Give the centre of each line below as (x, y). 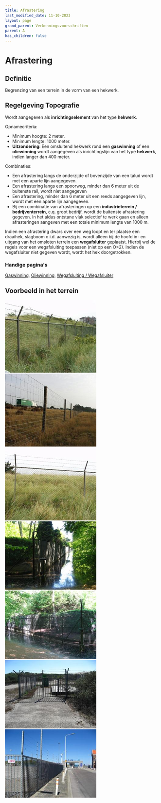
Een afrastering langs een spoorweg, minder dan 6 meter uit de (76, 186)
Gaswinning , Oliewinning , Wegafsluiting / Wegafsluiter (59, 275)
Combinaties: (18, 166)
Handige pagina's (26, 265)
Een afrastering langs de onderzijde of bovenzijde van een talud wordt (82, 176)
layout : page (18, 20)
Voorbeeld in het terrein (42, 291)
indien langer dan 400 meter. (41, 157)
